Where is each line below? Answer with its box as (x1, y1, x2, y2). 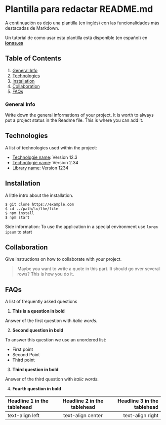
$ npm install (5, 210, 35, 216)
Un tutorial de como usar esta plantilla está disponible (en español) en (5, 35, 148, 41)
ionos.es (5, 40, 24, 46)
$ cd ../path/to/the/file (5, 206, 58, 211)
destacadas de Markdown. (5, 25, 59, 31)
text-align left (7, 412, 40, 419)
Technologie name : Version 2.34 (12, 159, 79, 165)
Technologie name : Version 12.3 (12, 154, 78, 160)
